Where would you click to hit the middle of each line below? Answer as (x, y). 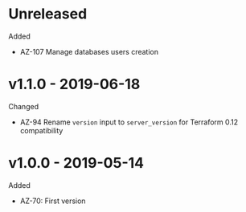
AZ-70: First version (53, 201)
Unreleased (48, 14)
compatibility (41, 130)
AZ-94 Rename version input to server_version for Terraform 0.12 (129, 122)
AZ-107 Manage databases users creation (89, 51)
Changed (23, 106)
